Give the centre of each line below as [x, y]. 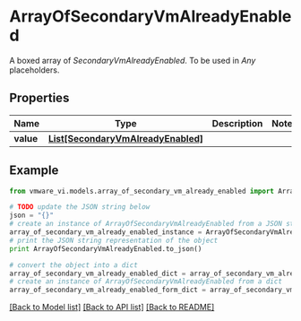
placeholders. [34, 70]
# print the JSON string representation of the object [114, 240]
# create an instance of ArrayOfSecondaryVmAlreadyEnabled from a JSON [146, 224]
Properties [39, 98]
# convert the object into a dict [74, 265]
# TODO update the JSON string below [80, 207]
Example [34, 171]
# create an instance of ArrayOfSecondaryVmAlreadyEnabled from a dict [146, 282]
